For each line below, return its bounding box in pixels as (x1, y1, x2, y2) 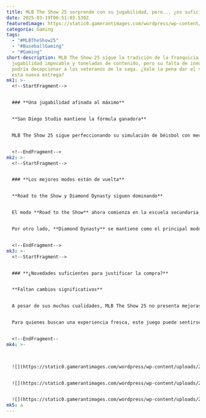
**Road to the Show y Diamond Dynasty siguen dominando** (12, 193, 164, 199)
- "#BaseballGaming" (12, 44, 64, 50)
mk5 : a (6, 402, 23, 408)
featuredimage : (6, 20, 45, 26)
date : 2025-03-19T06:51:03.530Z (6, 15, 89, 21)
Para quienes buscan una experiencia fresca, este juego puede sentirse (12, 319, 202, 325)
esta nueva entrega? (12, 72, 64, 78)
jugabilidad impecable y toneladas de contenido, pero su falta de (12, 60, 188, 66)
